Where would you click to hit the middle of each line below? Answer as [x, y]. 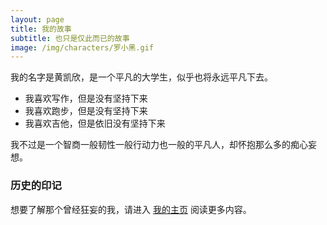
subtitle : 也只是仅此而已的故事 [70, 38]
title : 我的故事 [41, 29]
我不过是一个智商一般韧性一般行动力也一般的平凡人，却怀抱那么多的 [150, 145]
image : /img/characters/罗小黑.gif [82, 47]
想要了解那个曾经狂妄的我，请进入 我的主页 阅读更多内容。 [131, 209]
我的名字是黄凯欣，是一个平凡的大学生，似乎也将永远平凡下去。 [141, 77]
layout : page [37, 19]
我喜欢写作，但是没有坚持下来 [86, 98]
